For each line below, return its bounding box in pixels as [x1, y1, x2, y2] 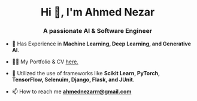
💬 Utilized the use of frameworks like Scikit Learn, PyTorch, [11, 70, 160, 77]
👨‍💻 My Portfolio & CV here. [11, 58, 79, 65]
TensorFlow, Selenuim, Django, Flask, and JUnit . [11, 76, 135, 83]
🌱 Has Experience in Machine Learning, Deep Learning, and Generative [11, 40, 192, 47]
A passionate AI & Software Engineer [43, 27, 153, 35]
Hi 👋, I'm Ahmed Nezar [40, 5, 155, 19]
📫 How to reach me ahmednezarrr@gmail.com [11, 88, 132, 95]
